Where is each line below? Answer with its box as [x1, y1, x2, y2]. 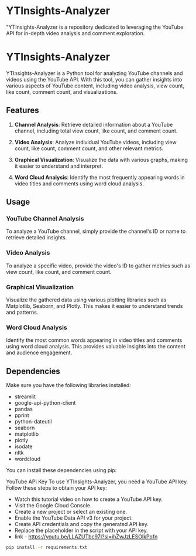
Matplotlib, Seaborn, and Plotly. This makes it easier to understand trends [6, 302, 183, 309]
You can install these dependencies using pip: [6, 467, 117, 474]
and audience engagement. [6, 349, 73, 356]
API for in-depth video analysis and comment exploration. [6, 29, 145, 36]
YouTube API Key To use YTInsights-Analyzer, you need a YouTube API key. [6, 478, 188, 485]
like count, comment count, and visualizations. [6, 88, 118, 95]
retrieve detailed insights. [6, 234, 67, 241]
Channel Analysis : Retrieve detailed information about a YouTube [14, 121, 173, 128]
